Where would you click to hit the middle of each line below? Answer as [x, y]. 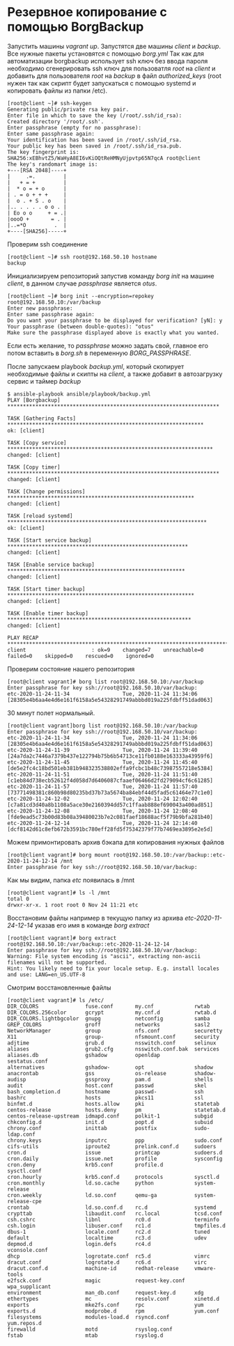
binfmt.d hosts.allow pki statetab [113, 1104]
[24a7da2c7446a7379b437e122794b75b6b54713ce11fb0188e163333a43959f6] [110, 756]
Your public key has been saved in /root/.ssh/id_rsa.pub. [95, 146]
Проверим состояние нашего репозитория [71, 668]
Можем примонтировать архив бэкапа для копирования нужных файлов [116, 842]
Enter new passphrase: [40, 308]
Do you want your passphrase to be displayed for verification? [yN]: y [115, 320]
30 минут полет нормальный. [51, 713]
